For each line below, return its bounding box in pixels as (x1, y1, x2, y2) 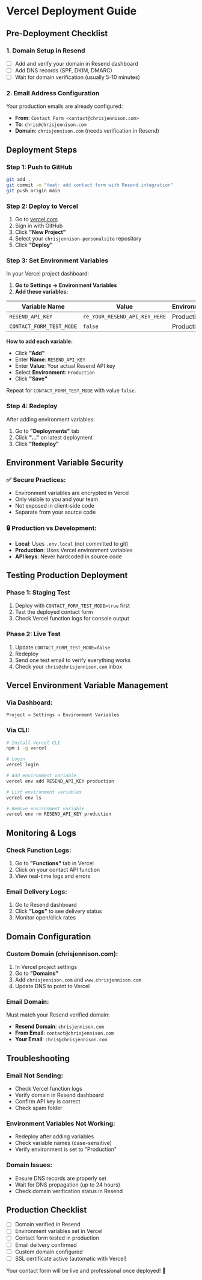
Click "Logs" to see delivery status (14, 907, 102, 915)
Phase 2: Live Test (6, 630, 61, 638)
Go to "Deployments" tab (14, 427, 80, 435)
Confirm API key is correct (14, 1097, 81, 1105)
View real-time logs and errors (14, 872, 91, 880)
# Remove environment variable (6, 806, 85, 812)
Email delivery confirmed (14, 1241, 77, 1249)
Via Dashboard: (6, 698, 53, 707)
